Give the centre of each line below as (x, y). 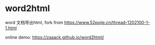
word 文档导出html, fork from (34, 22)
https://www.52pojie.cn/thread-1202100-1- (107, 22)
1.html (11, 28)
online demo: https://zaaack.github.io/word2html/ (55, 37)
